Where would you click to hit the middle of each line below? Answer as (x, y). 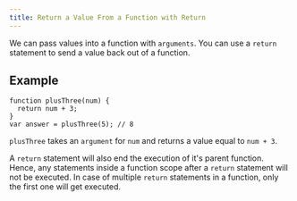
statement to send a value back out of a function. (100, 52)
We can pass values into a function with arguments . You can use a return (143, 43)
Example (34, 81)
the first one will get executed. (65, 187)
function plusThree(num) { (59, 101)
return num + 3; (47, 109)
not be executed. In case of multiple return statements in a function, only (144, 177)
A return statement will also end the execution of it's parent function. (136, 158)
